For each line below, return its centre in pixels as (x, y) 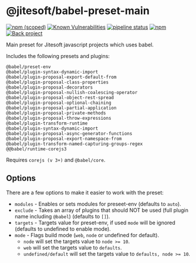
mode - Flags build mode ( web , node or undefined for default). (87, 235)
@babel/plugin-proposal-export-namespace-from (64, 139)
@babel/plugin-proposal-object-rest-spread (60, 97)
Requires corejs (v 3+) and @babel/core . (56, 160)
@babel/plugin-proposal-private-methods (56, 113)
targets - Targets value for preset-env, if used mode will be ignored (95, 222)
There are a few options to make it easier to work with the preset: (85, 193)
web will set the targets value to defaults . (72, 247)
